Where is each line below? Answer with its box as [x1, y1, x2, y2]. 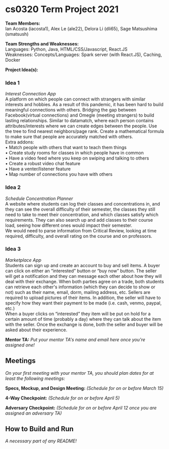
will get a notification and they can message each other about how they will [5, 273, 162, 279]
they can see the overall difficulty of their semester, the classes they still [5, 206, 155, 212]
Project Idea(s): [5, 67, 39, 73]
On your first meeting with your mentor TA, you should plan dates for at [5, 370, 154, 376]
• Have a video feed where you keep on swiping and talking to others [5, 155, 149, 161]
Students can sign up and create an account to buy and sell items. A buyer [5, 262, 160, 268]
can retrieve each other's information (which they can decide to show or [5, 284, 155, 290]
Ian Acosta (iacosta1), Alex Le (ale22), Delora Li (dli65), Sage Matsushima [5, 25, 157, 31]
